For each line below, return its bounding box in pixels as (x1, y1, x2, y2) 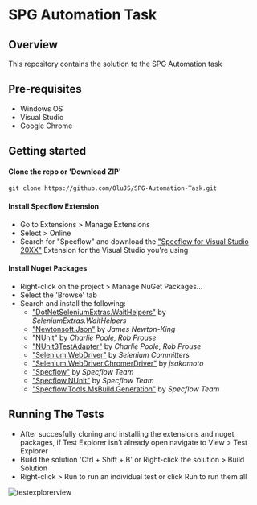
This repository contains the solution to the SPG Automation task (8, 59, 222, 68)
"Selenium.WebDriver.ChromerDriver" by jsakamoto (31, 358, 204, 368)
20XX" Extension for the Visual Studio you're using (19, 245, 189, 255)
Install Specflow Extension (8, 201, 100, 211)
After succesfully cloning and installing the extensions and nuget (19, 428, 235, 438)
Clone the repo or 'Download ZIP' (8, 167, 122, 176)
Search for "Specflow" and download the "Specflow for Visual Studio (19, 236, 249, 246)
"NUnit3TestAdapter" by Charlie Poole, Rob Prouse (31, 341, 202, 351)
